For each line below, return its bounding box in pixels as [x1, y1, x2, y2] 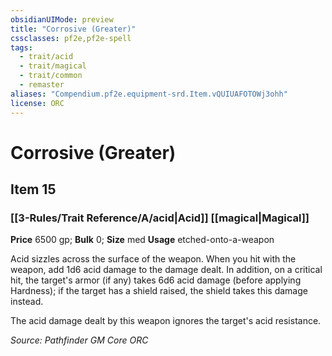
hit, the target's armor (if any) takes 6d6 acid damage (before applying [10, 274, 302, 286]
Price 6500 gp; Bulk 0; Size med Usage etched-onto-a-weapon [10, 234, 275, 246]
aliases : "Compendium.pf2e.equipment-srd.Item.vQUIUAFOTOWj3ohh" [10, 89, 288, 99]
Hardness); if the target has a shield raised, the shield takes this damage [10, 285, 308, 297]
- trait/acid [19, 52, 74, 62]
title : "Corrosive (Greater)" [10, 24, 137, 34]
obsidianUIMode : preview [10, 14, 114, 25]
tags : [10, 42, 33, 53]
